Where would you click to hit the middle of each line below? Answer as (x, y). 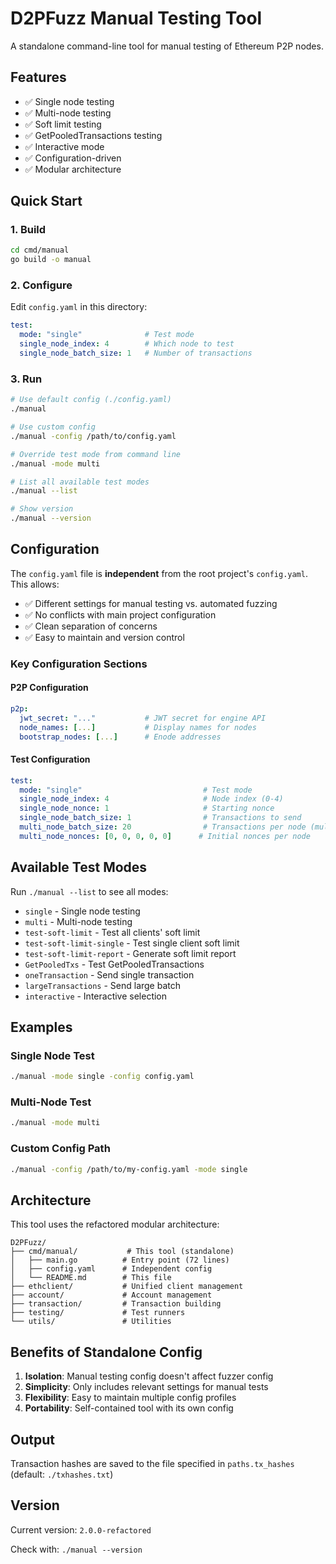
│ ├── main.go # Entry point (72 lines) (120, 1260)
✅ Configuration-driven (73, 158)
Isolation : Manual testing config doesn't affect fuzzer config (149, 1376)
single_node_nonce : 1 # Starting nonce (147, 808)
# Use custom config (53, 427)
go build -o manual (51, 260)
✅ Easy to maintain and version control (104, 637)
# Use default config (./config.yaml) (91, 400)
